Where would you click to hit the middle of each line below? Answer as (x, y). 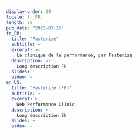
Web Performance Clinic (46, 104)
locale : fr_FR (23, 17)
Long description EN (42, 115)
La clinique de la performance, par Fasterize (75, 55)
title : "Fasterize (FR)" (42, 88)
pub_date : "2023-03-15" (35, 28)
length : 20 (19, 22)
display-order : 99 (28, 11)
